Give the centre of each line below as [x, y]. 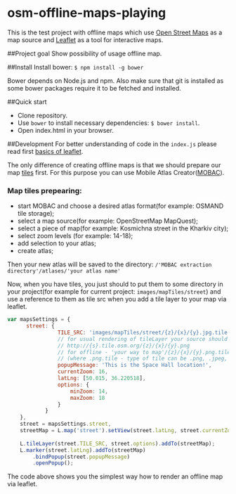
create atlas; [35, 251]
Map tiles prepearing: [45, 190]
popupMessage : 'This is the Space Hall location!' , [135, 365]
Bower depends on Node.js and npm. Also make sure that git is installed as [116, 80]
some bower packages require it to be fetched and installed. [94, 88]
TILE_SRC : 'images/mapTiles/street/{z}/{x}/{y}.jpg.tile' [144, 332]
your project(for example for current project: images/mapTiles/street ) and [114, 292]
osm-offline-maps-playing [87, 13]
